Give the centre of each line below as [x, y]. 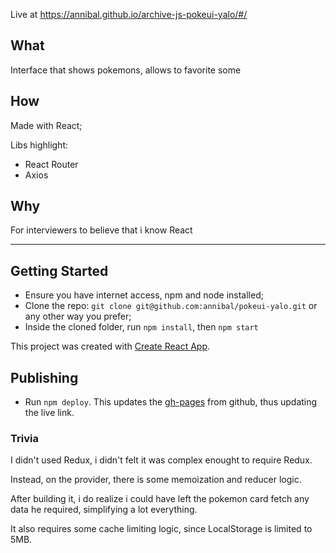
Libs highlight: [39, 145]
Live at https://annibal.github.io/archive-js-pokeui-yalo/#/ [129, 14]
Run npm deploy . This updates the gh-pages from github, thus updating [171, 402]
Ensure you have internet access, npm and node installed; [144, 295]
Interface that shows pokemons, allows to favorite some [126, 70]
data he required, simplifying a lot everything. [104, 510]
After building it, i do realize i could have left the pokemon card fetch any [160, 499]
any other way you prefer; [78, 316]
